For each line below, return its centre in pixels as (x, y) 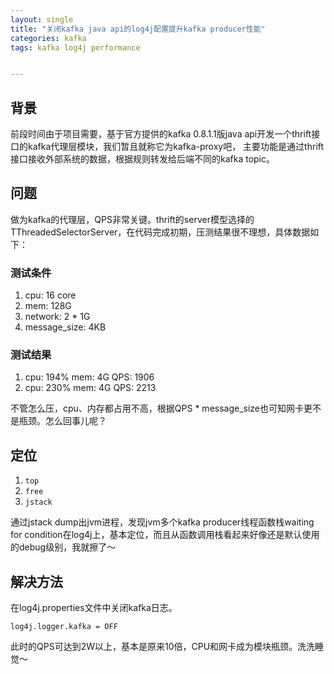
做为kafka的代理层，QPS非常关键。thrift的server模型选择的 (132, 219)
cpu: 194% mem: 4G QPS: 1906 (89, 377)
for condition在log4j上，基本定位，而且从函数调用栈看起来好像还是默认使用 (165, 535)
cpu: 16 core (50, 295)
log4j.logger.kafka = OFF (64, 627)
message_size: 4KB (65, 327)
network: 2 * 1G (57, 317)
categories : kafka (48, 38)
